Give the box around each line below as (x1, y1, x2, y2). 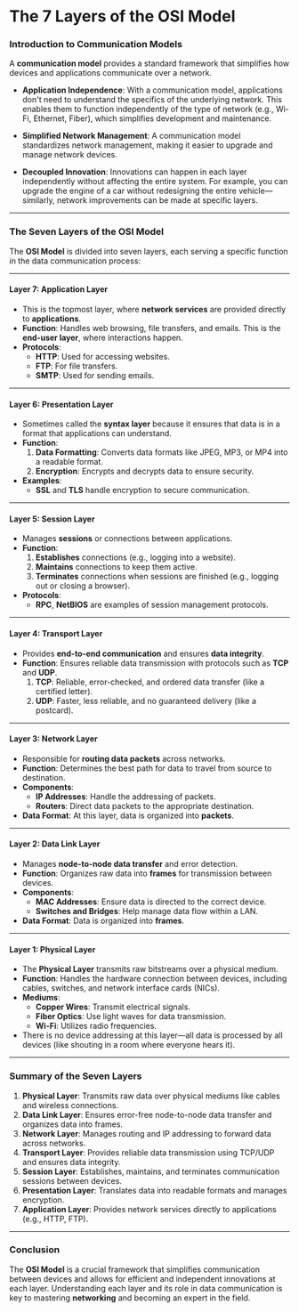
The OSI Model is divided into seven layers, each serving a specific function (9, 246, 289, 256)
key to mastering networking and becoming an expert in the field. (9, 1292, 251, 1303)
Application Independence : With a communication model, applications (21, 85, 283, 95)
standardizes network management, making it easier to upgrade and (21, 140, 273, 150)
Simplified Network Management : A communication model (21, 131, 241, 142)
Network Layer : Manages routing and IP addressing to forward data (21, 1128, 271, 1138)
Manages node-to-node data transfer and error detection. (21, 859, 238, 869)
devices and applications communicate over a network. (9, 68, 212, 78)
